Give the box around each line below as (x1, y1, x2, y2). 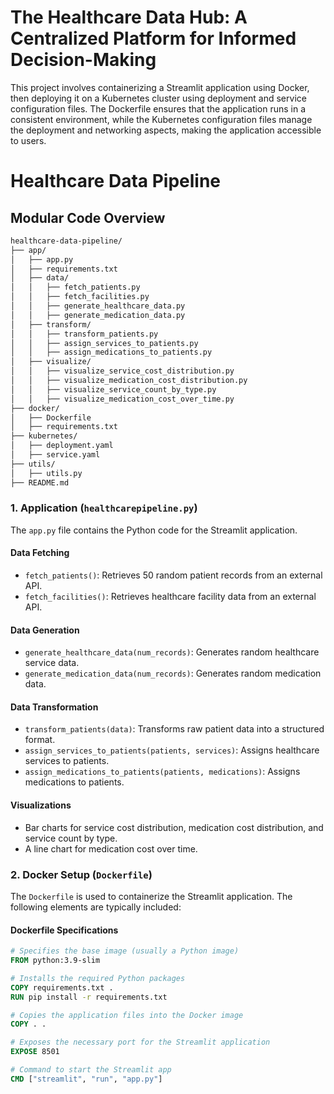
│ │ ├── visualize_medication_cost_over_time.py (10, 394, 235, 404)
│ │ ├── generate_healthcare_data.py (10, 301, 186, 311)
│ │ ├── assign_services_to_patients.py (10, 338, 199, 348)
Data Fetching (10, 547, 70, 559)
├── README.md (10, 477, 70, 488)
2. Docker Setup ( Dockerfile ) (10, 867, 153, 881)
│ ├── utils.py (10, 468, 83, 478)
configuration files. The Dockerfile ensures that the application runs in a (10, 102, 307, 115)
